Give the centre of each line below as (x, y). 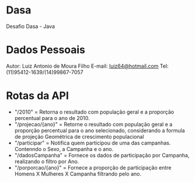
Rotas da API (37, 96)
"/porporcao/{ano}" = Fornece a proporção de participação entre (93, 167)
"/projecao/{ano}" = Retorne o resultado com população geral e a (93, 124)
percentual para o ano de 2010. (52, 118)
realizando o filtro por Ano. (47, 161)
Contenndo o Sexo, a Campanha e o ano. (64, 149)
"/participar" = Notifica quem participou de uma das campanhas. (93, 143)
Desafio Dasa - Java (31, 26)
